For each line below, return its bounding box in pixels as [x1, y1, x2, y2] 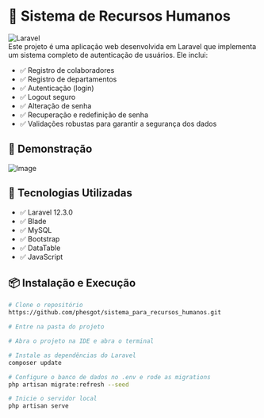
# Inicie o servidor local [8, 395, 98, 403]
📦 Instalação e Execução [8, 276, 136, 290]
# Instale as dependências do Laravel [8, 351, 136, 359]
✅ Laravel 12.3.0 [19, 207, 74, 217]
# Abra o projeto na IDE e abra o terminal [8, 337, 155, 345]
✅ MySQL [19, 225, 52, 234]
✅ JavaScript [19, 252, 63, 261]
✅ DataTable [19, 243, 61, 253]
